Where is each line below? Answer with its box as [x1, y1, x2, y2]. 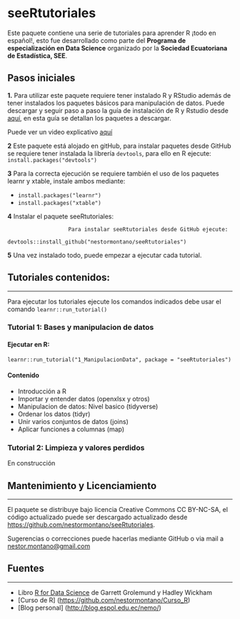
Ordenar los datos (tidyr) [17, 409, 91, 418]
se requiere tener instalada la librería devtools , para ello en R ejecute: [7, 149, 212, 158]
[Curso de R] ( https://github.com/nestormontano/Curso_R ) [17, 595, 191, 604]
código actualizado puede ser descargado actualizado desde [7, 513, 188, 521]
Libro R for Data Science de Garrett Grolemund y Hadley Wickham [17, 588, 213, 597]
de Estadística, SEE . [7, 51, 68, 60]
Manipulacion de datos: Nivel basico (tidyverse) [17, 402, 159, 411]
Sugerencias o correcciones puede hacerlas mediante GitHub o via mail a [7, 534, 224, 543]
